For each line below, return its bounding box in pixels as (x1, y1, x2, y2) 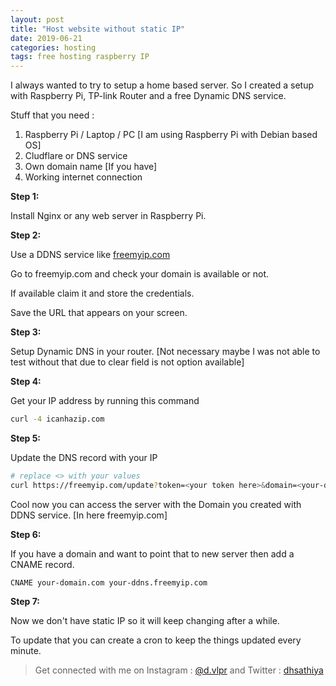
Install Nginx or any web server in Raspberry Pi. (10, 210, 207, 222)
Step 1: (10, 191, 40, 203)
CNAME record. (10, 558, 75, 570)
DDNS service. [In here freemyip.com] (10, 509, 168, 521)
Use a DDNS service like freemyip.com (10, 249, 171, 261)
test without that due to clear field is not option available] (10, 356, 245, 368)
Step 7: (10, 595, 40, 607)
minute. (10, 644, 42, 656)
